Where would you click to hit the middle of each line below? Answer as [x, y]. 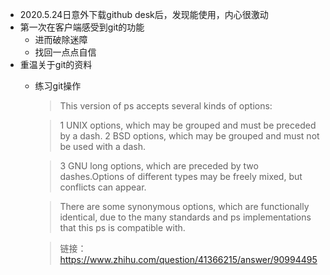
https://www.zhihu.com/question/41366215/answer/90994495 [188, 259]
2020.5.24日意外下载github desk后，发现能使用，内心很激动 [144, 14]
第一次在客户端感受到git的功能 [82, 27]
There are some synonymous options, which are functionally [184, 206]
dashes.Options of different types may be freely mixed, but [181, 176]
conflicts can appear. [103, 187]
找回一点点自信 [65, 52]
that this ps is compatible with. [122, 227]
